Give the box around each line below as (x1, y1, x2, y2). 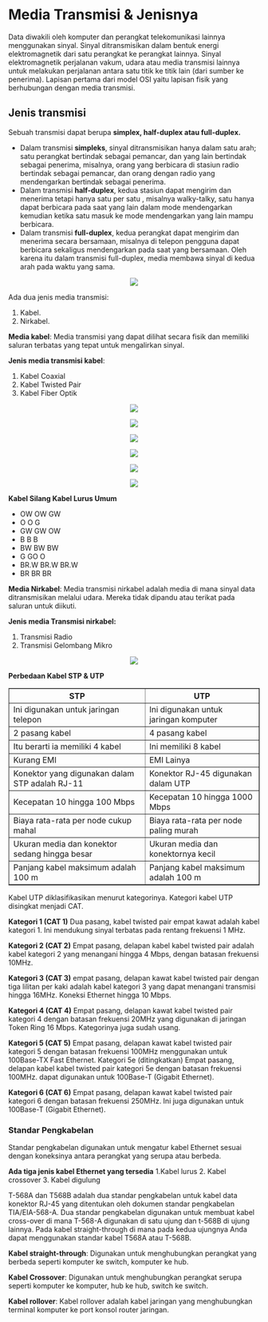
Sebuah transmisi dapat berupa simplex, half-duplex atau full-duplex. (8, 127, 241, 137)
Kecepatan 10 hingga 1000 (148, 791, 253, 802)
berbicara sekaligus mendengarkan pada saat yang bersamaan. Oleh (19, 245, 247, 254)
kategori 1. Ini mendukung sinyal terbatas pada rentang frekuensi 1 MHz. (8, 925, 246, 934)
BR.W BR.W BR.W (19, 559, 78, 569)
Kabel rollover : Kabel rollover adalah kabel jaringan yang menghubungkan (8, 1296, 253, 1306)
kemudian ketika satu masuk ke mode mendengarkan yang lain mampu (19, 210, 254, 221)
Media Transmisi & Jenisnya (8, 6, 199, 24)
